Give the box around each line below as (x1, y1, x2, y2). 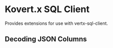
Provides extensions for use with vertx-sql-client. (5, 20, 108, 26)
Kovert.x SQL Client (5, 4, 90, 15)
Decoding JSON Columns (5, 35, 87, 43)
